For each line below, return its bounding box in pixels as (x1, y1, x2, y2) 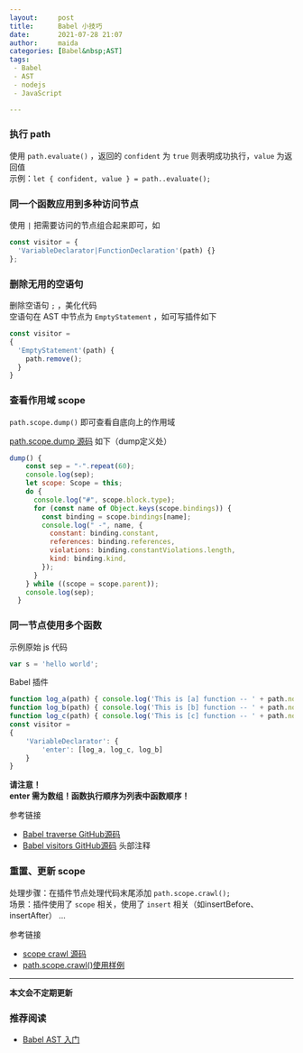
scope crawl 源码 (22, 948, 87, 959)
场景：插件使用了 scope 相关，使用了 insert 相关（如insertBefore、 (9, 899, 259, 910)
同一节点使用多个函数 (9, 619, 102, 632)
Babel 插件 (9, 677, 50, 688)
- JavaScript (13, 88, 63, 97)
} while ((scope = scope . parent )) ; (25, 579, 160, 588)
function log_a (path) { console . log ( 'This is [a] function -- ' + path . (9, 695, 289, 704)
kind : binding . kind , (49, 554, 127, 564)
